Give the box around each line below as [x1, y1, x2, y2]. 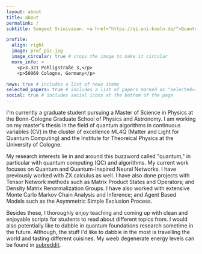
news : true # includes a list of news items [6, 81, 120, 87]
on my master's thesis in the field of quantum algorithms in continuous [6, 122, 181, 129]
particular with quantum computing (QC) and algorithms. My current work [6, 159, 189, 166]
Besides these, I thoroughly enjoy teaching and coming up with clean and [6, 209, 188, 216]
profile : [6, 37, 28, 43]
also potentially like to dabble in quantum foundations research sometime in [6, 222, 194, 229]
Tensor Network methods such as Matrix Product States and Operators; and [6, 179, 195, 185]
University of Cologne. [6, 141, 62, 148]
